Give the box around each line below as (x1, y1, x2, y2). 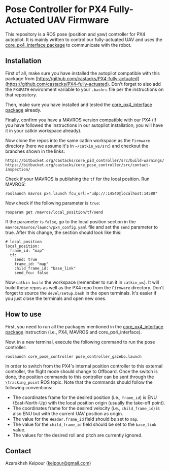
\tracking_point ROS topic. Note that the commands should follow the (5, 379, 153, 385)
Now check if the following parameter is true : (5, 199, 100, 206)
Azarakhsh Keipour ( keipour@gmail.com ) (5, 460, 91, 466)
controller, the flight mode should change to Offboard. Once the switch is (5, 368, 158, 374)
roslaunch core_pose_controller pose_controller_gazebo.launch (5, 354, 142, 359)
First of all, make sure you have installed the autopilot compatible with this (5, 70, 160, 76)
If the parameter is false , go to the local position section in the (5, 218, 136, 224)
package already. (5, 107, 42, 113)
